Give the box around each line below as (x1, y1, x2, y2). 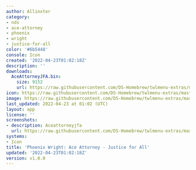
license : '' (6, 112, 35, 117)
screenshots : (6, 117, 38, 123)
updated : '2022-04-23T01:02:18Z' (6, 150, 87, 155)
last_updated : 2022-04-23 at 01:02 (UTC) (6, 100, 108, 107)
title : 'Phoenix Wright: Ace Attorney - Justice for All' (6, 144, 150, 150)
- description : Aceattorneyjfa (6, 123, 82, 129)
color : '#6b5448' (6, 47, 48, 53)
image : (6, 95, 22, 101)
